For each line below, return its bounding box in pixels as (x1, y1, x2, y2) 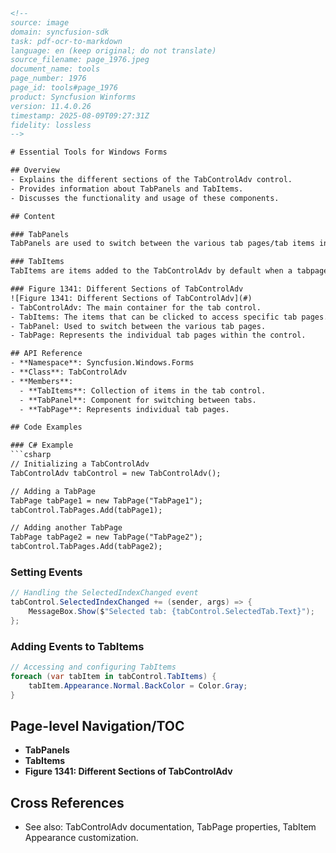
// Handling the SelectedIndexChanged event (10, 588, 199, 598)
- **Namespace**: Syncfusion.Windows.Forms (10, 358, 195, 368)
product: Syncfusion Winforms (10, 92, 137, 102)
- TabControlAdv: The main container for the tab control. (10, 302, 262, 313)
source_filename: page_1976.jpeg (10, 55, 150, 65)
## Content (10, 211, 56, 221)
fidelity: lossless (10, 120, 92, 130)
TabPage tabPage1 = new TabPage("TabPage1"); (10, 495, 203, 506)
